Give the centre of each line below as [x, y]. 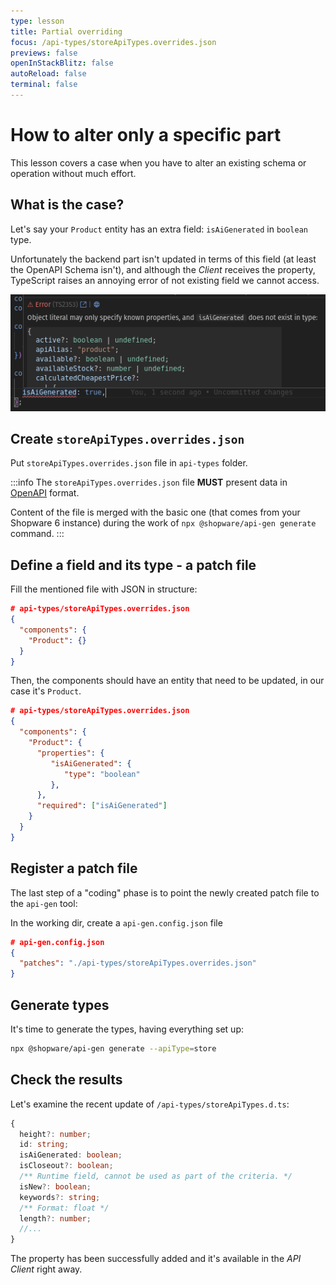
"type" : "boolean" [102, 774]
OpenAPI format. [45, 493]
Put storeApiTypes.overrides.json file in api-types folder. [129, 463]
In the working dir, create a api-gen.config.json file [116, 922]
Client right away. [46, 1269]
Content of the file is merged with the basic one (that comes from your [155, 512]
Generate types [60, 1005]
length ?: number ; [55, 1218]
